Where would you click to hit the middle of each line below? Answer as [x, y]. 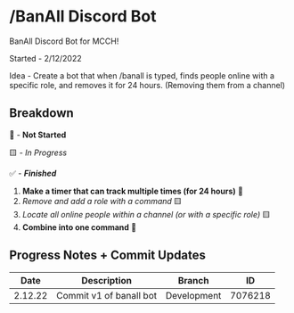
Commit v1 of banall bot [107, 295]
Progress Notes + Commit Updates [108, 255]
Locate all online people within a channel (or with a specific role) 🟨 [146, 214]
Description [106, 280]
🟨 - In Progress [38, 152]
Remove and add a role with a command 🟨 [102, 201]
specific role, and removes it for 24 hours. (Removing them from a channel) [147, 85]
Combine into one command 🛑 [79, 227]
